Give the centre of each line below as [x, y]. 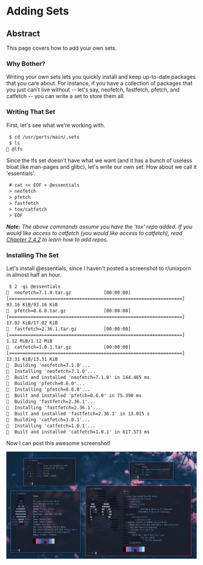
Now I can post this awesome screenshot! [58, 443]
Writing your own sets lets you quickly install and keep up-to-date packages [101, 77]
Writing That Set [31, 112]
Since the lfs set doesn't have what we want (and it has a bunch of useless [99, 160]
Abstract [23, 34]
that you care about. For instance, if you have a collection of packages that [99, 84]
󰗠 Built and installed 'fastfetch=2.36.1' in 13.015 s [78, 414]
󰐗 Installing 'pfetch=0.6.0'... [48, 389]
